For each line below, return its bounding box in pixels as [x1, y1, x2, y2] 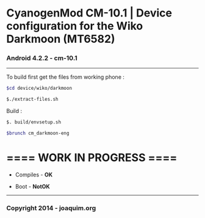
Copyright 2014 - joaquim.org [6, 203, 96, 212]
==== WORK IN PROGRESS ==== [6, 151, 178, 165]
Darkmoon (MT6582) [6, 32, 115, 46]
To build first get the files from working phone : [6, 73, 125, 81]
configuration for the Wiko [6, 19, 143, 33]
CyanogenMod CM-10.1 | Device [6, 6, 173, 20]
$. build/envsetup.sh [6, 119, 62, 125]
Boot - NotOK [15, 183, 50, 190]
